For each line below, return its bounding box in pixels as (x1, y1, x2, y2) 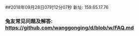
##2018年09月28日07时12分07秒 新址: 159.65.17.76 (5, 4, 109, 10)
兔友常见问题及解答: (5, 18, 53, 25)
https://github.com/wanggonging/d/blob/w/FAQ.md (5, 24, 134, 31)
